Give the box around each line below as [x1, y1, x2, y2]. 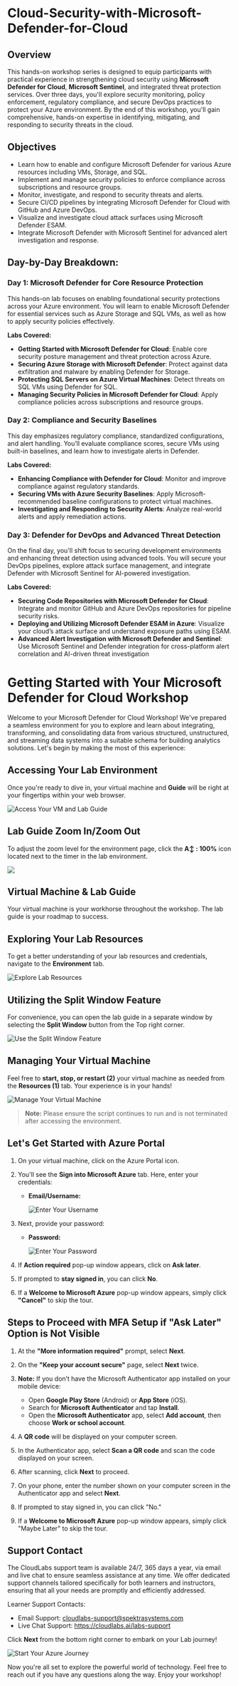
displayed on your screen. [17, 1453, 94, 1462]
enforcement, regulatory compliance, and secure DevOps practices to [7, 98, 212, 106]
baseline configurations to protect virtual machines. [62, 497, 213, 506]
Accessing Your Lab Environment [7, 765, 158, 777]
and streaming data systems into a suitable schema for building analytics [7, 736, 221, 745]
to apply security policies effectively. [7, 317, 115, 325]
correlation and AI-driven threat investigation [17, 650, 149, 658]
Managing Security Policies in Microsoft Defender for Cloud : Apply [17, 390, 219, 399]
